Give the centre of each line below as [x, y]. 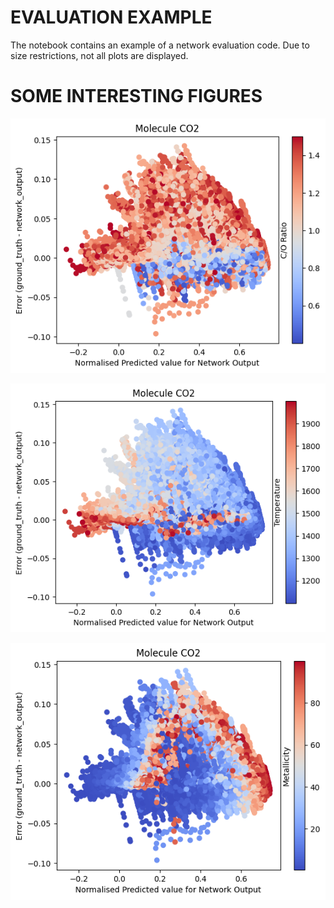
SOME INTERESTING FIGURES [136, 96]
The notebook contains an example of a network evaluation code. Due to [160, 45]
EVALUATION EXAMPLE [111, 17]
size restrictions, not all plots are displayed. [99, 55]
